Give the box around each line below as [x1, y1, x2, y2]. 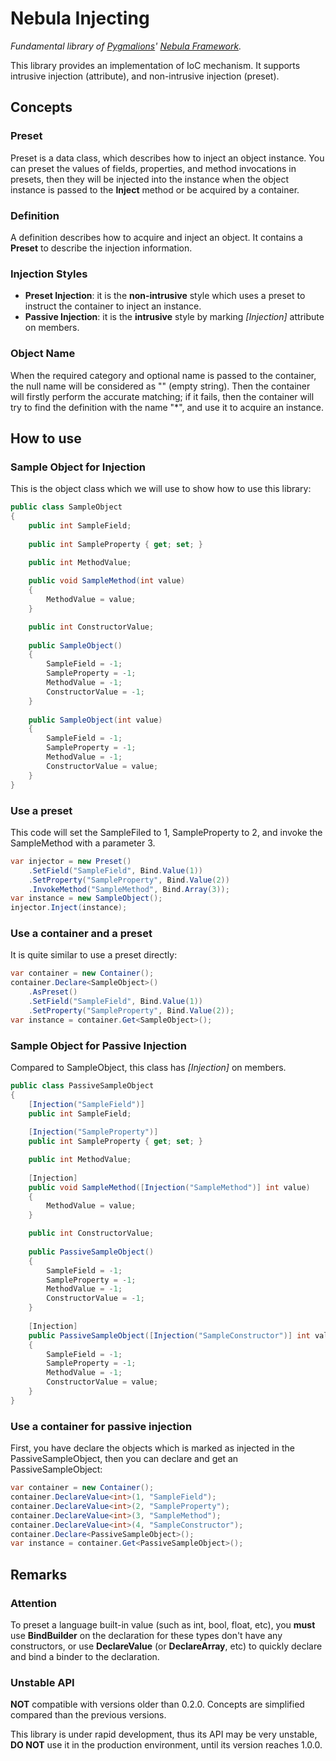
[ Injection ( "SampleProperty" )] [28, 1127, 159, 1137]
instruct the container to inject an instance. [24, 300, 202, 312]
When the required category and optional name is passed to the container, [10, 369, 317, 381]
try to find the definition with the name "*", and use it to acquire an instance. [10, 401, 324, 413]
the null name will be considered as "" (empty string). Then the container [10, 380, 311, 392]
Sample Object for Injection [10, 460, 147, 474]
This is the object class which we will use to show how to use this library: [10, 483, 312, 495]
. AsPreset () [28, 987, 78, 997]
